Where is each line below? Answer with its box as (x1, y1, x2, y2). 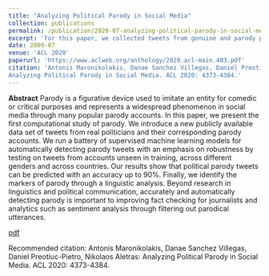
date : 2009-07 (8, 42, 56, 50)
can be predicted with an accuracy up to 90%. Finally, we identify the (8, 170, 238, 179)
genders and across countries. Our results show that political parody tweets (8, 161, 259, 170)
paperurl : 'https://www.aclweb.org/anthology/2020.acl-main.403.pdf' (8, 57, 246, 65)
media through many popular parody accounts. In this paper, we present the (8, 110, 259, 120)
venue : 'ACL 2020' (8, 49, 70, 57)
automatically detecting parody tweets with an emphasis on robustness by (8, 144, 254, 154)
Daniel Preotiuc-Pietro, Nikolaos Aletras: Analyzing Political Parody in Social (8, 251, 259, 261)
